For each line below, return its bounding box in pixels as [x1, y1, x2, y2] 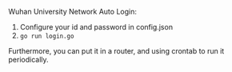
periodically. [8, 55, 50, 64]
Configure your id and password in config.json [19, 22, 174, 31]
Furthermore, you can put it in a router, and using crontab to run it [8, 46, 225, 55]
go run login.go [19, 32, 74, 40]
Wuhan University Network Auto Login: [8, 7, 138, 16]
